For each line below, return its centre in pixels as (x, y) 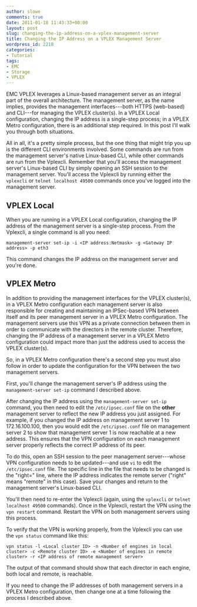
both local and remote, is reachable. (50, 574)
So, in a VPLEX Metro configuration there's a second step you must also (93, 359)
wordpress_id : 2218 (30, 45)
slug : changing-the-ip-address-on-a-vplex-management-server (83, 34)
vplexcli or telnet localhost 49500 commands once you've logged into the (98, 181)
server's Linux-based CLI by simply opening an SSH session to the (87, 168)
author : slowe (24, 11)
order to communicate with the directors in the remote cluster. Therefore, (95, 329)
